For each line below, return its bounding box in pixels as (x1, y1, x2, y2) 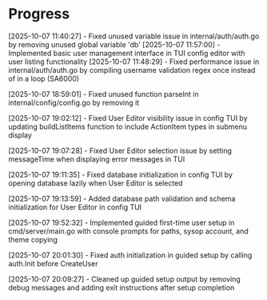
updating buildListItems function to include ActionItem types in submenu (8, 122, 248, 131)
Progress (8, 5, 70, 23)
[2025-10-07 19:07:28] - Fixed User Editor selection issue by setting (8, 146, 232, 155)
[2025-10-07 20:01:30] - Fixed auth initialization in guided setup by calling (8, 250, 253, 260)
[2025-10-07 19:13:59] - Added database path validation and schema (8, 194, 236, 203)
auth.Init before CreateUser (8, 258, 98, 268)
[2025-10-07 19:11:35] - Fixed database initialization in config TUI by (8, 170, 233, 179)
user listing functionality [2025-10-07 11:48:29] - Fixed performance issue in (8, 57, 260, 66)
